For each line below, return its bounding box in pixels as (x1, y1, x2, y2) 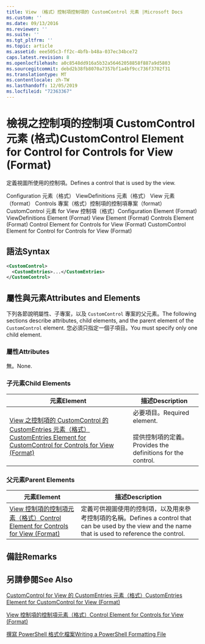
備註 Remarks (6, 552, 57, 562)
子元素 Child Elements (6, 379, 71, 388)
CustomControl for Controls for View (9, 441, 114, 449)
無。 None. (6, 363, 32, 370)
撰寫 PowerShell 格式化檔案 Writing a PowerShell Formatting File (6, 631, 167, 638)
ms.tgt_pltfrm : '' (6, 37, 53, 43)
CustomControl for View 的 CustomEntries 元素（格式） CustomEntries (6, 592, 183, 599)
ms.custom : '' (6, 15, 43, 21)
